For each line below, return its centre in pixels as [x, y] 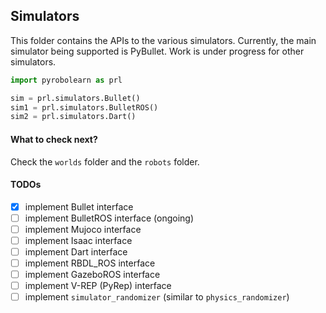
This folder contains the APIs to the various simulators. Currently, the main [163, 40]
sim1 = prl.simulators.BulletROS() [84, 107]
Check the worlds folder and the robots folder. [105, 161]
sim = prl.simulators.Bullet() [75, 98]
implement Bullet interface [79, 206]
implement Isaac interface [78, 240]
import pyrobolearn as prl [66, 80]
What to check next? [54, 139]
